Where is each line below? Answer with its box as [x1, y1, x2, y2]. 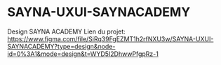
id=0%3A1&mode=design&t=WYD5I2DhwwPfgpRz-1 [7, 50, 159, 58]
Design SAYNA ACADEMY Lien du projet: [7, 27, 126, 36]
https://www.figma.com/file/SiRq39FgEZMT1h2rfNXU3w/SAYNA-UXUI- [7, 34, 214, 43]
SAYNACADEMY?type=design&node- [7, 42, 116, 50]
